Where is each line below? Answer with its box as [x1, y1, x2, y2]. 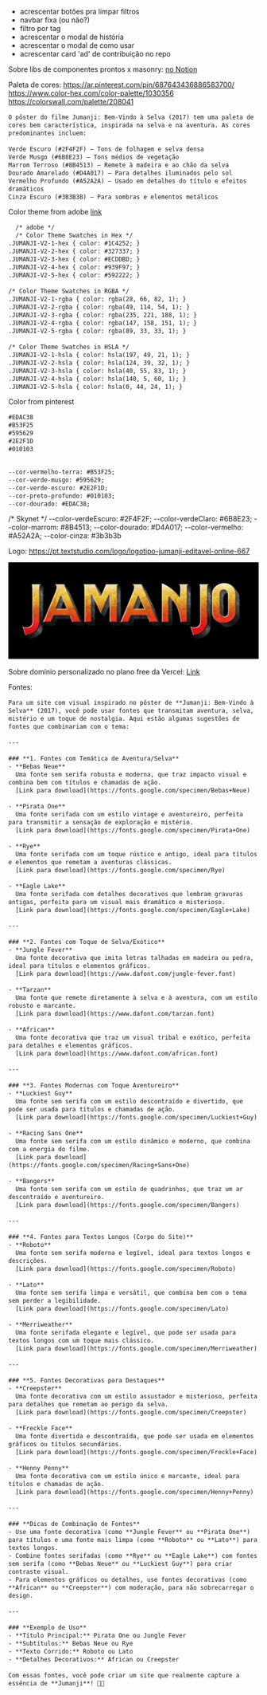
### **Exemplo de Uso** [8, 1624, 87, 1632]
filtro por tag [19, 24, 61, 33]
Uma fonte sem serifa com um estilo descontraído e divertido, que [15, 1098, 244, 1106]
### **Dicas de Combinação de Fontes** [8, 1520, 141, 1528]
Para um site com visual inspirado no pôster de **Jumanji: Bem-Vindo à [8, 699, 254, 707]
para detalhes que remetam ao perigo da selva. [8, 1401, 169, 1409]
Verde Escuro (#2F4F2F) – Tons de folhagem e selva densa [8, 145, 204, 153]
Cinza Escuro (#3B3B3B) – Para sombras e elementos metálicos [8, 193, 219, 201]
